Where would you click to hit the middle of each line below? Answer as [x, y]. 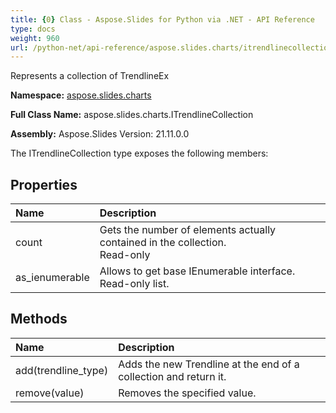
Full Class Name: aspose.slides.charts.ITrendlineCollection [132, 115]
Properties [44, 184]
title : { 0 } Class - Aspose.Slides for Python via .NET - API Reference [162, 19]
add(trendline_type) [62, 370]
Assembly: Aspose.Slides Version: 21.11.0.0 [100, 134]
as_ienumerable [52, 278]
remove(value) [50, 393]
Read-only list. [134, 284]
